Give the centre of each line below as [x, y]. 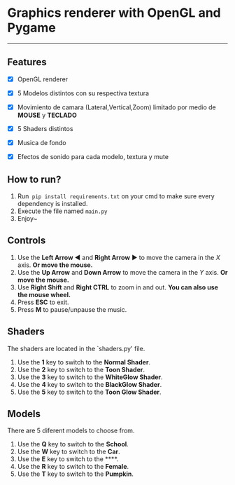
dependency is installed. [52, 203]
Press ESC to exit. [43, 302]
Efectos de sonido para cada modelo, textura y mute [93, 157]
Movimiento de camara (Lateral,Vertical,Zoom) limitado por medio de [116, 107]
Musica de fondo [42, 143]
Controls [27, 241]
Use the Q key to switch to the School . [73, 444]
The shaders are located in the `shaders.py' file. [76, 348]
